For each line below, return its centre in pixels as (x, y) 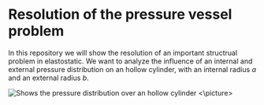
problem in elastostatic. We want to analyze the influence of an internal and (130, 61)
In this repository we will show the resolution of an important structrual (123, 52)
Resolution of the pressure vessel (120, 14)
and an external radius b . (48, 78)
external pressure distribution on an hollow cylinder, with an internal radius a (132, 69)
